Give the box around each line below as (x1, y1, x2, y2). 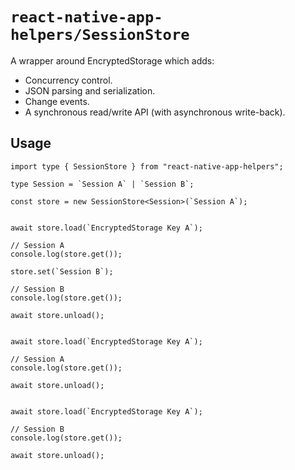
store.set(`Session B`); (10, 266, 114, 277)
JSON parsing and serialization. (24, 84, 156, 97)
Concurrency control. (24, 74, 113, 86)
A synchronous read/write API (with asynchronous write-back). (24, 106, 286, 118)
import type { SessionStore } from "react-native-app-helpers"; (10, 161, 284, 172)
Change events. (24, 95, 90, 107)
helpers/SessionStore (10, 26, 190, 45)
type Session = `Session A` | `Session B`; (10, 179, 195, 189)
